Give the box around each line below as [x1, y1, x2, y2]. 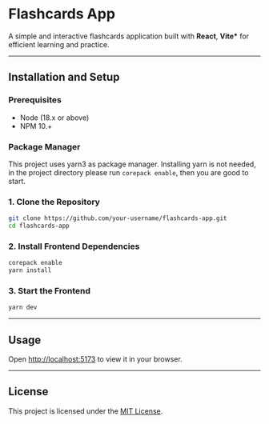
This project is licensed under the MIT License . [8, 406, 163, 416]
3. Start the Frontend [8, 285, 90, 296]
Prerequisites [8, 94, 62, 106]
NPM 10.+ [19, 121, 53, 130]
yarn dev [8, 303, 38, 312]
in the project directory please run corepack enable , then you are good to [8, 167, 249, 177]
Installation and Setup [8, 70, 120, 84]
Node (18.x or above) [19, 113, 90, 122]
